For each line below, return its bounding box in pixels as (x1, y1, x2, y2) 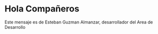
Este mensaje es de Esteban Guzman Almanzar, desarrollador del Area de (4, 19, 153, 25)
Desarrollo (4, 24, 25, 30)
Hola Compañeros (4, 3, 79, 14)
